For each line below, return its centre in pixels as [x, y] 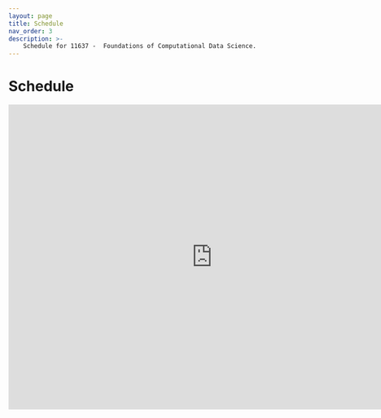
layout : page [31, 16]
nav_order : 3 [31, 31]
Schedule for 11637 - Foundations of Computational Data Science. [140, 46]
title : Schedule [36, 24]
